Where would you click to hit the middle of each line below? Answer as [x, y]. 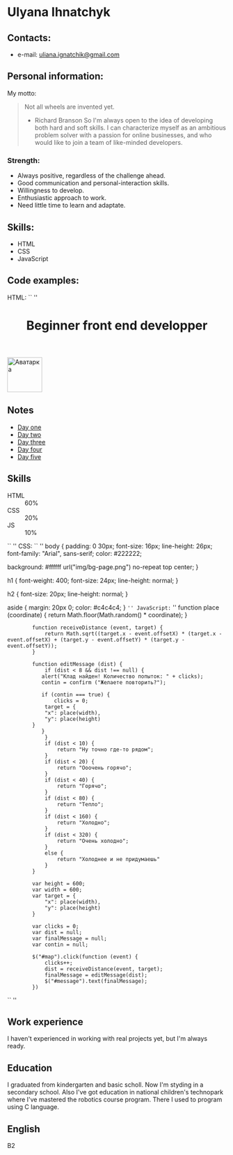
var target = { [54, 896]
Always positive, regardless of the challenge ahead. [91, 176]
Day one [29, 427]
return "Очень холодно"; [93, 841]
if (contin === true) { [76, 695]
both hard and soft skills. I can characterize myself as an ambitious [130, 127]
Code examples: [43, 280]
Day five [29, 456]
